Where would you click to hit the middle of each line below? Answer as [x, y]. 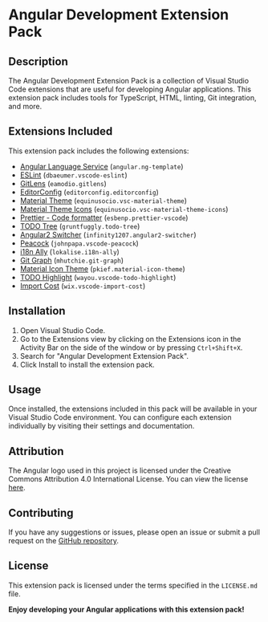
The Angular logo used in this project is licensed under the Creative [120, 470]
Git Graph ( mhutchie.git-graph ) [72, 260]
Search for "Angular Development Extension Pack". [104, 356]
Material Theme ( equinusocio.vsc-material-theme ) [103, 200]
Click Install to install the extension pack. [87, 364]
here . [17, 488]
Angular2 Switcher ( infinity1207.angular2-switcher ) [108, 234]
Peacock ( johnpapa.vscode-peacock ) [79, 243]
